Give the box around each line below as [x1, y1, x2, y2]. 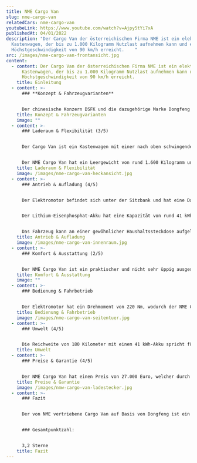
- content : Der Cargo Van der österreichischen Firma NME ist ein [11, 63, 177, 69]
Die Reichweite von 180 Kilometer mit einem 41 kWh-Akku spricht [21, 341, 185, 347]
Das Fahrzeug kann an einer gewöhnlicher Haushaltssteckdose [21, 229, 175, 235]
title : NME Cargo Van [6, 8, 59, 15]
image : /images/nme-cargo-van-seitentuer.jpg [16, 315, 130, 321]
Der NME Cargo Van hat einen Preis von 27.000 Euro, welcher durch [21, 374, 191, 380]
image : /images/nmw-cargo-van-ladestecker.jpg [16, 384, 133, 391]
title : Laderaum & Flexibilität [16, 165, 96, 171]
